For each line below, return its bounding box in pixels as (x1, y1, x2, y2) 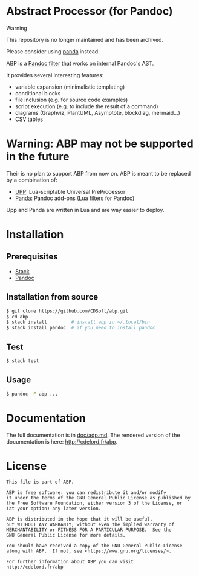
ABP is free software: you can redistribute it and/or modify (6, 490, 166, 496)
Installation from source (6, 292, 99, 302)
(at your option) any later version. (6, 506, 102, 512)
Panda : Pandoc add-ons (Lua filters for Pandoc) (15, 194, 135, 202)
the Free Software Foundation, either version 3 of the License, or (6, 500, 183, 507)
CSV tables (15, 115, 44, 123)
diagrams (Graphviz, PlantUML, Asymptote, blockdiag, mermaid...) (15, 109, 180, 116)
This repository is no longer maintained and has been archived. (6, 36, 164, 43)
